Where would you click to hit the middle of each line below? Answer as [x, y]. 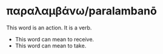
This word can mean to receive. [55, 39]
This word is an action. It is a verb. [49, 28]
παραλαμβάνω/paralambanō [82, 11]
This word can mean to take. [51, 46]
